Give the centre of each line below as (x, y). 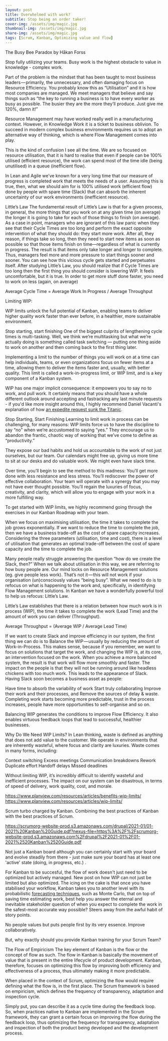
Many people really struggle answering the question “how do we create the (83, 558)
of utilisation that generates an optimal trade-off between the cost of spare (82, 543)
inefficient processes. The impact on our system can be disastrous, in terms (84, 781)
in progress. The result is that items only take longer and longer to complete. (84, 249)
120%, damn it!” (22, 109)
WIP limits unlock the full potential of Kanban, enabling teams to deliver (79, 311)
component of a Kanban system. (39, 378)
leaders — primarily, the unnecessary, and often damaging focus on (74, 82)
